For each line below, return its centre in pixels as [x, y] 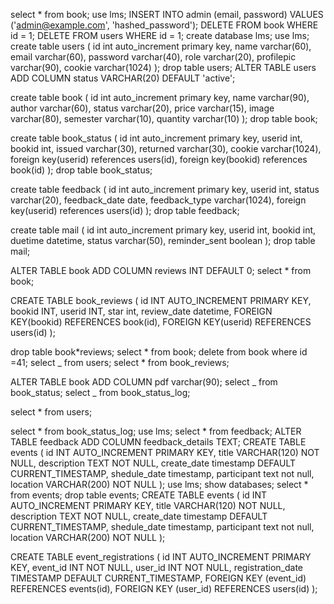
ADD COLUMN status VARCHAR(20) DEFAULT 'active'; [123, 78]
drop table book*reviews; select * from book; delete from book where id [159, 352]
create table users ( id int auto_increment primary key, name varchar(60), [161, 46]
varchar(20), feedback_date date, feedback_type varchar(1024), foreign [158, 200]
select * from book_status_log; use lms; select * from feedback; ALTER [156, 431]
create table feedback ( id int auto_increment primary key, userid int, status [165, 189]
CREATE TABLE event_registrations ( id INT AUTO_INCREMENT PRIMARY [161, 557]
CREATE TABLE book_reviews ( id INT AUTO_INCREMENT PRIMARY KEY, [161, 300]
